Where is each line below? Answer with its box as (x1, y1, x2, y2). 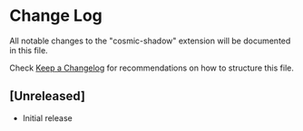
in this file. (9, 44, 48, 55)
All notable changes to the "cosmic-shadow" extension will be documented (9, 35, 291, 46)
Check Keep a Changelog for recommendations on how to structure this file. (9, 62, 295, 73)
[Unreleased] (9, 89, 86, 104)
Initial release (22, 112, 73, 123)
